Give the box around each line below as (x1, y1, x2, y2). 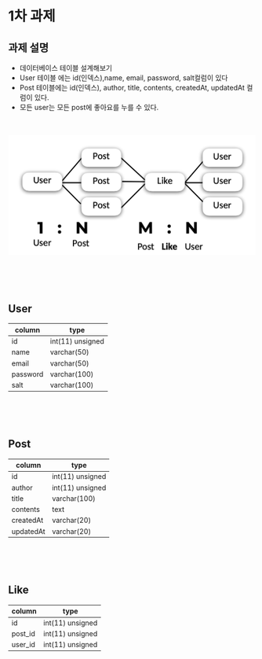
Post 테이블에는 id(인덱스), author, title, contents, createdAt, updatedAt (19, 83, 246, 92)
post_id (11, 628, 35, 638)
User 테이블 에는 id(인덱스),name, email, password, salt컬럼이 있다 (19, 73, 228, 83)
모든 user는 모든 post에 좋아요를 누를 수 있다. (19, 103, 159, 112)
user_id (11, 640, 35, 650)
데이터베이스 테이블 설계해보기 (19, 64, 112, 72)
